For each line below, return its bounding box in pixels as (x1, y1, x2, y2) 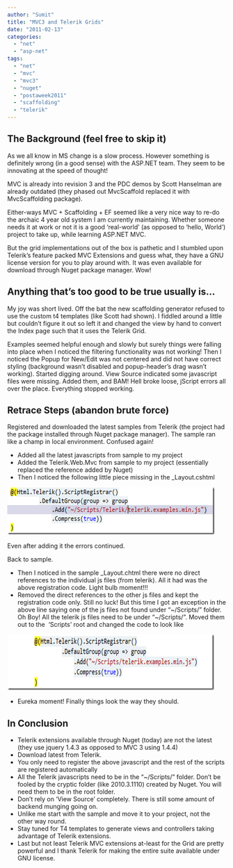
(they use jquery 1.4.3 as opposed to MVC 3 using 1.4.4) (17, 744, 179, 752)
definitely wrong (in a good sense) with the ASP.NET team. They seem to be (7, 158, 225, 167)
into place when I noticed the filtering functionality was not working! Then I (7, 347, 222, 356)
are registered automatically (17, 765, 98, 774)
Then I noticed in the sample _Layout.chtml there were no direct (17, 568, 200, 577)
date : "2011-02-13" (7, 26, 64, 33)
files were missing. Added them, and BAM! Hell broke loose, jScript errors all (7, 377, 226, 385)
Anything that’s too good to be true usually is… (7, 286, 216, 298)
